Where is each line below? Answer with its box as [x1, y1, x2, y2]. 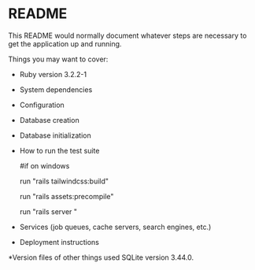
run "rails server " [19, 206, 77, 216]
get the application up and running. [8, 39, 122, 48]
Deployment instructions [19, 237, 100, 246]
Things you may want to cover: [8, 54, 109, 64]
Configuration [19, 100, 65, 109]
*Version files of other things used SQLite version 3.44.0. [8, 253, 194, 262]
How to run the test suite [19, 146, 100, 155]
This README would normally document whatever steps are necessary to [8, 31, 247, 40]
